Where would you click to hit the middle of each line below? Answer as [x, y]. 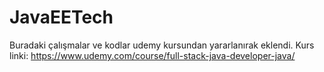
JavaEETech [61, 17]
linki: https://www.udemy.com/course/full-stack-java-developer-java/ [152, 55]
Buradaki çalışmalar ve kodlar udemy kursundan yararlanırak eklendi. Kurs [162, 45]
